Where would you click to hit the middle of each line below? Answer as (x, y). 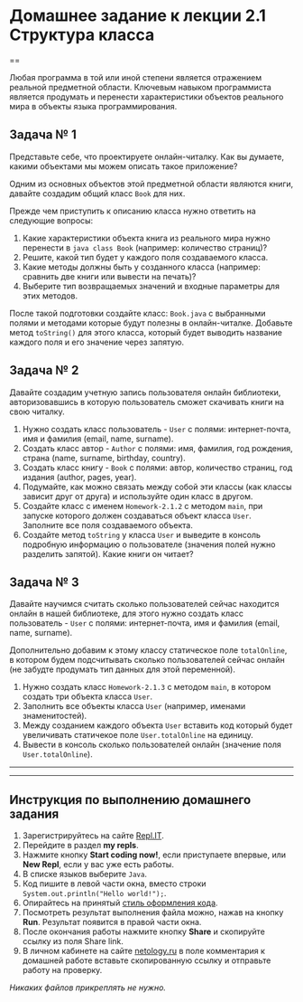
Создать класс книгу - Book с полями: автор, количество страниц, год (157, 468)
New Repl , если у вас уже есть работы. (98, 865)
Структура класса (82, 35)
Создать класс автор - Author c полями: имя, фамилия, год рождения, (157, 448)
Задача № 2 (44, 370)
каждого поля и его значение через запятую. (97, 342)
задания (34, 813)
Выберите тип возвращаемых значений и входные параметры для (151, 286)
